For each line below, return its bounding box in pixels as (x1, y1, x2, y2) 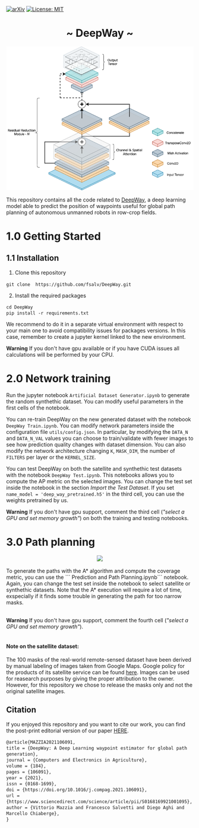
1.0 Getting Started (6, 229, 101, 243)
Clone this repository (14, 269, 67, 276)
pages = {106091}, (6, 769, 52, 775)
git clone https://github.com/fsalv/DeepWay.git (6, 281, 132, 288)
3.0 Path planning (6, 535, 96, 549)
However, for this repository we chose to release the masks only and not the (6, 681, 193, 688)
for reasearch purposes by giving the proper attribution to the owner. (6, 675, 175, 682)
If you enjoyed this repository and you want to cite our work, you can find (6, 720, 186, 728)
